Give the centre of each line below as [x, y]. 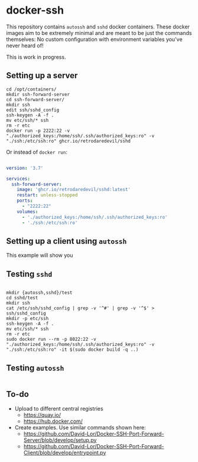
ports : [25, 201]
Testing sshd [29, 274]
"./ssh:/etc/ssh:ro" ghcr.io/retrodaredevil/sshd [69, 141]
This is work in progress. [36, 57]
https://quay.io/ [42, 415]
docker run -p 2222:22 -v [38, 131]
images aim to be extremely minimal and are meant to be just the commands [99, 33]
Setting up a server [42, 75]
